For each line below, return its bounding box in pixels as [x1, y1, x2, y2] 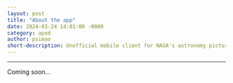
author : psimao [7, 36, 51, 43]
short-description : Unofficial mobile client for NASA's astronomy [7, 42, 207, 49]
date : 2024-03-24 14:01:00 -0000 [7, 23, 104, 30]
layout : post [7, 10, 45, 17]
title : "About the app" [7, 17, 76, 24]
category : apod [7, 29, 51, 37]
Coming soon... [7, 68, 51, 76]
